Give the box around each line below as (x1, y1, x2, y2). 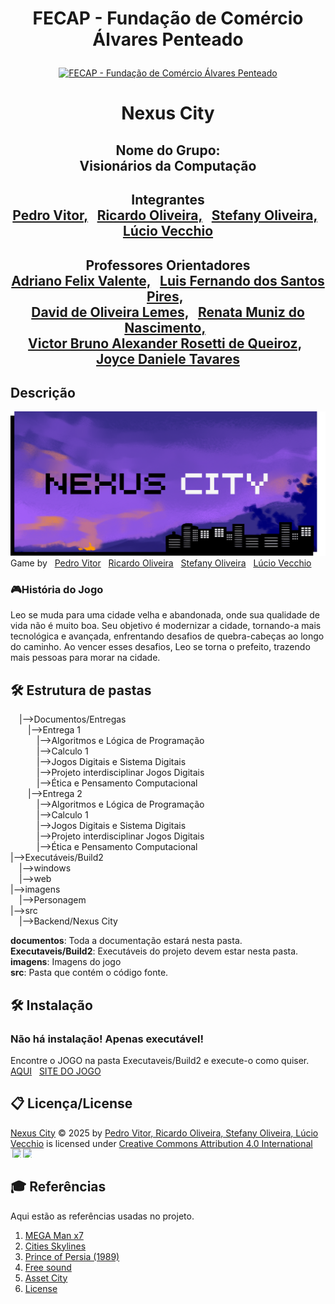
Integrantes (131, 192, 205, 209)
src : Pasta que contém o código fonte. (10, 967, 169, 979)
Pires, (146, 288, 184, 305)
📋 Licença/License (10, 1095, 133, 1112)
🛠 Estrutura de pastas (10, 682, 152, 699)
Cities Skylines (24, 1240, 87, 1252)
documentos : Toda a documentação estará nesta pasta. (10, 935, 243, 947)
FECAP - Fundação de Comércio (32, 7, 304, 30)
